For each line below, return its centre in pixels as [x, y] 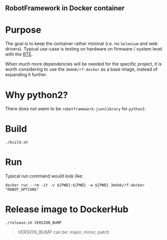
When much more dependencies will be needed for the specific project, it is [83, 64]
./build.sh [17, 142]
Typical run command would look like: [44, 176]
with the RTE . [19, 54]
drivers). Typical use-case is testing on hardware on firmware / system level [84, 49]
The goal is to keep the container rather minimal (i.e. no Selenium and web [81, 44]
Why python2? [37, 95]
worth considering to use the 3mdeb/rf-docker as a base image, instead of [81, 69]
